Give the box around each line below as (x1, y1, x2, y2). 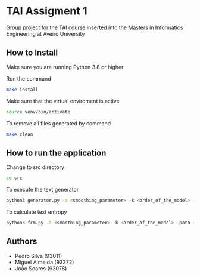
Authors (6, 236, 37, 247)
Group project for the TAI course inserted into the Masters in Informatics (6, 24, 183, 31)
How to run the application (6, 147, 107, 158)
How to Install (6, 48, 58, 58)
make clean (6, 131, 33, 137)
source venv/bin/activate (6, 109, 70, 115)
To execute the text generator (6, 186, 79, 193)
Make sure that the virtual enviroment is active (6, 97, 120, 104)
